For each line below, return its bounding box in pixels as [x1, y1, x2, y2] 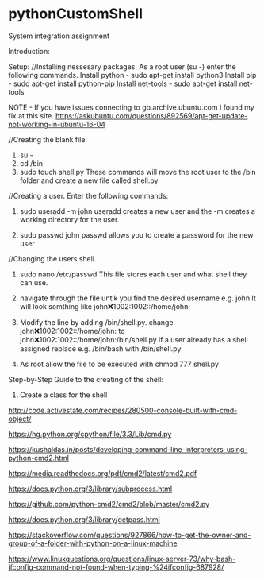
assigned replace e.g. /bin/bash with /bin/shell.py [19, 343, 182, 354]
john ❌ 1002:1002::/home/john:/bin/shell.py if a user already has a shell [19, 334, 248, 344]
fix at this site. [8, 110, 54, 120]
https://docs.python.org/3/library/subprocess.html [8, 484, 173, 493]
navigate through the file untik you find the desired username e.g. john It [19, 293, 256, 303]
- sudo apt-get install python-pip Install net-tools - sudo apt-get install [8, 79, 238, 88]
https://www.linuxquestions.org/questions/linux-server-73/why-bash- [8, 554, 236, 563]
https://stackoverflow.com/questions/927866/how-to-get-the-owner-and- [8, 530, 251, 539]
